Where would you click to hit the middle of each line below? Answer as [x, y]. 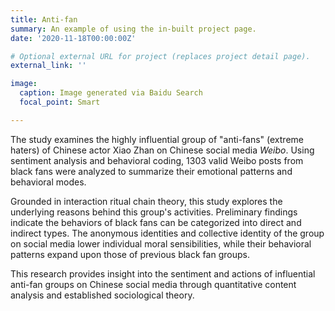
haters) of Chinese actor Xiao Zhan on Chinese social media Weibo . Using [162, 150]
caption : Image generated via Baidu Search [111, 93]
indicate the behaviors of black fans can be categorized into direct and [156, 222]
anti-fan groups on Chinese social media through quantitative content [153, 284]
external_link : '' [48, 66]
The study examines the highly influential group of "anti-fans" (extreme [157, 139]
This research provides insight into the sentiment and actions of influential [163, 273]
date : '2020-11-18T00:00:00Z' [73, 38]
